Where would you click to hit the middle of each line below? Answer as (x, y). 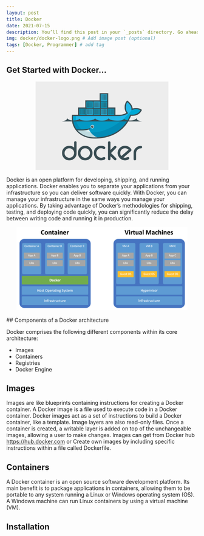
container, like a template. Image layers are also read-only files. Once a (95, 422)
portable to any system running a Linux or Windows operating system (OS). (100, 495)
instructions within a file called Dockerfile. (59, 448)
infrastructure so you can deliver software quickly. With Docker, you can (97, 192)
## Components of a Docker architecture (58, 320)
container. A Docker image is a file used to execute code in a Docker (92, 409)
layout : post (23, 13)
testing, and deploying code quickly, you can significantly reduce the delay (100, 212)
